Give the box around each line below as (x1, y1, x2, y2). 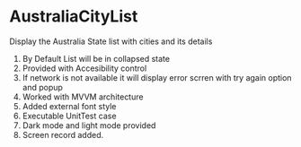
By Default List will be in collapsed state (22, 53, 171, 64)
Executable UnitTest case (22, 110, 117, 121)
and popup (22, 82, 63, 92)
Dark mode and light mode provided (22, 119, 156, 131)
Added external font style (22, 100, 117, 111)
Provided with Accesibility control (22, 63, 147, 73)
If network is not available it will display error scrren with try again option (22, 72, 292, 82)
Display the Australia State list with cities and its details (9, 36, 213, 47)
